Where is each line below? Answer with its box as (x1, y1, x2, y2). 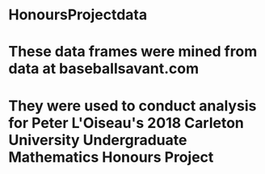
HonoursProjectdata (8, 6, 148, 24)
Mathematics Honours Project (8, 147, 214, 166)
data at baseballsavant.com (8, 60, 200, 78)
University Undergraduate (8, 130, 187, 149)
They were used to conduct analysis (8, 97, 257, 114)
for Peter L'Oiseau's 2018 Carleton (8, 114, 244, 132)
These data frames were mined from (8, 43, 258, 61)
